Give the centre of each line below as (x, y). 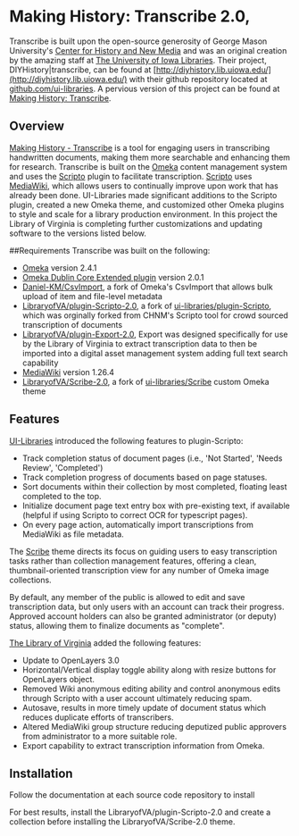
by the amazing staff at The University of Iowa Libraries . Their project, (138, 60)
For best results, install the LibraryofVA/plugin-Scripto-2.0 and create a (140, 812)
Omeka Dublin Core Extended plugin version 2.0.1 (113, 277)
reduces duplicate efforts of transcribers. (98, 717)
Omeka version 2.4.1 (59, 268)
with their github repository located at (198, 79)
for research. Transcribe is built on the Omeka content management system (148, 166)
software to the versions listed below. (78, 233)
